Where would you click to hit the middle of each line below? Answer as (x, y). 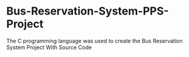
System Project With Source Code (49, 47)
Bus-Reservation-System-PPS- (87, 11)
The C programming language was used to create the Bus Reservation (94, 41)
